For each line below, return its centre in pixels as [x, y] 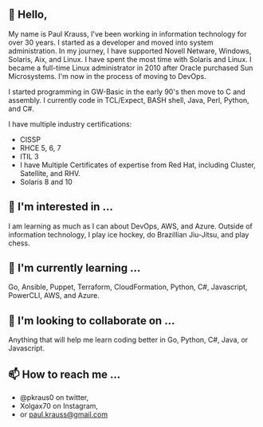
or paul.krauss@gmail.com [64, 414]
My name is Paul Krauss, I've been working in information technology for [128, 33]
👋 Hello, [28, 15]
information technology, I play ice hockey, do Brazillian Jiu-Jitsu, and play [129, 234]
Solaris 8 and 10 [46, 182]
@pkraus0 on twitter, [54, 398]
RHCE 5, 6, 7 [40, 147]
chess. [19, 243]
